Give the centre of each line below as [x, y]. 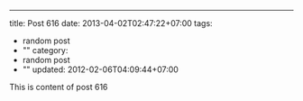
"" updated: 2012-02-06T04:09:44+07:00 [100, 69]
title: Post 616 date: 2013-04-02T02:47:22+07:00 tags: [111, 23]
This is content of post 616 [59, 87]
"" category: [45, 50]
